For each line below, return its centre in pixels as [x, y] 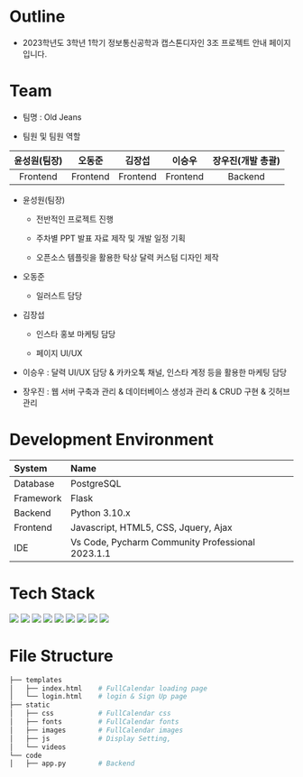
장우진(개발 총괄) [247, 160]
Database [34, 483]
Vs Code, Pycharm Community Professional [163, 542]
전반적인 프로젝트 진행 [75, 219]
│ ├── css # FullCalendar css [90, 714]
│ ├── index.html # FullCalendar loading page [108, 688]
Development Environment [111, 440]
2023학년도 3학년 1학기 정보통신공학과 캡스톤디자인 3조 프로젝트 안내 [145, 42]
